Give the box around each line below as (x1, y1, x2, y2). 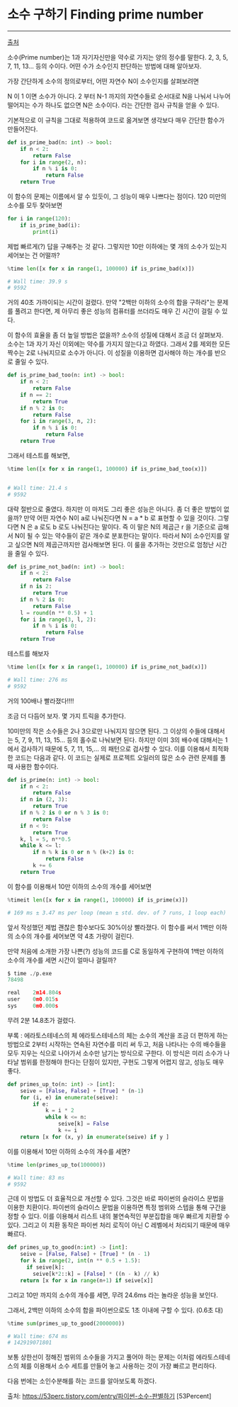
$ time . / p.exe (7, 970, 52, 977)
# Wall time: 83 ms (7, 1174, 65, 1181)
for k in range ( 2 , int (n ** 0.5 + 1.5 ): (20, 1257, 141, 1265)
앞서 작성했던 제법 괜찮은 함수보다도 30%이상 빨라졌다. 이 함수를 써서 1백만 (7, 923, 215, 931)
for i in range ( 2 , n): (20, 159, 87, 166)
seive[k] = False (57, 1121, 110, 1128)
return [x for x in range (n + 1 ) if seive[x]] (20, 1277, 154, 1284)
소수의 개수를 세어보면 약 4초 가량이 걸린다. (14, 931, 135, 940)
